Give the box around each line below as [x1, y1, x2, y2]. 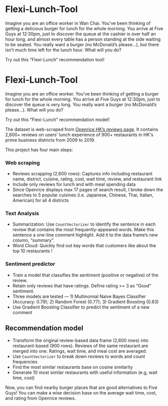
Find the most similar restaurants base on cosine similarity [12, 364, 133, 370]
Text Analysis [5, 210, 39, 217]
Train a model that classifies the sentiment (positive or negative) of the [12, 272, 159, 278]
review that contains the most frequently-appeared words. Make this [12, 227, 154, 233]
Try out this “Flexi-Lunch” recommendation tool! [5, 56, 105, 62]
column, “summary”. [12, 237, 55, 243]
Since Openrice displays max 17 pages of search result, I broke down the [12, 187, 163, 193]
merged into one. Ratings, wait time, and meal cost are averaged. [12, 348, 147, 354]
